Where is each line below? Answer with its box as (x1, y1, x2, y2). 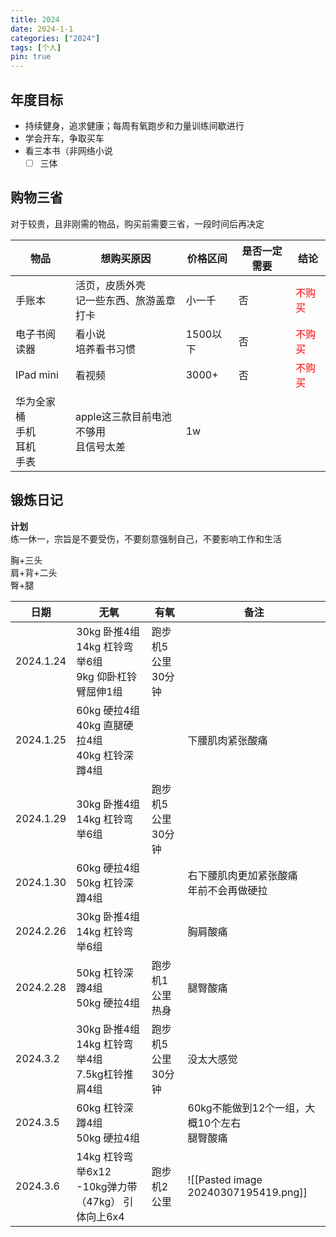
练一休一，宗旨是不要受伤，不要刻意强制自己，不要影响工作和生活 (10, 532, 282, 545)
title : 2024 (10, 14, 60, 25)
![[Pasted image (187, 1172, 263, 1186)
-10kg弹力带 (76, 1179, 138, 1193)
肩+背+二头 (10, 566, 58, 578)
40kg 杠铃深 (76, 748, 134, 762)
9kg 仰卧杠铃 (76, 669, 138, 683)
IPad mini (15, 367, 59, 381)
